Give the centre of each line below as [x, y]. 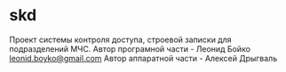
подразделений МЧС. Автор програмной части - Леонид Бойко [130, 48]
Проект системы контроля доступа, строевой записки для [121, 40]
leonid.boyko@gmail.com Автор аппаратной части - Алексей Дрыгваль [143, 58]
